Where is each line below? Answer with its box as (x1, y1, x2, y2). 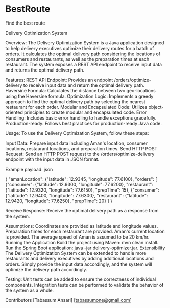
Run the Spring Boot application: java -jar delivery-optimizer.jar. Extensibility (5, 245, 165, 251)
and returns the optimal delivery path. (5, 67, 85, 73)
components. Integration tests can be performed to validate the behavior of (5, 281, 164, 288)
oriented (5, 109, 23, 115)
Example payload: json (5, 166, 53, 172)
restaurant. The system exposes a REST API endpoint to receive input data (5, 61, 162, 67)
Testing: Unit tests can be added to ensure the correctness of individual (5, 276, 156, 282)
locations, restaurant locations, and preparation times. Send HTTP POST (5, 145, 158, 151)
